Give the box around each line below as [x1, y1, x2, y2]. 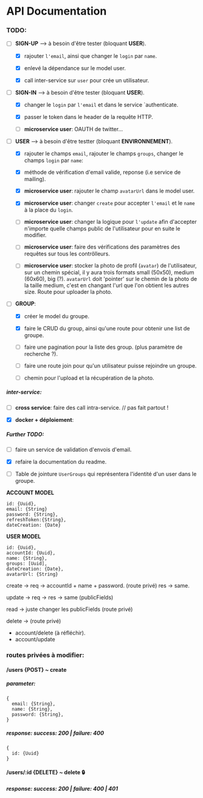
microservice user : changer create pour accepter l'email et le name [24, 199, 196, 207]
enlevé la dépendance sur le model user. [24, 64, 126, 71]
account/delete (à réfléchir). [15, 629, 86, 636]
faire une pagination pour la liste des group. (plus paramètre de [24, 343, 183, 351]
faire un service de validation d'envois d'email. [15, 446, 132, 453]
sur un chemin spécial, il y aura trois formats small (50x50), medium [24, 269, 194, 276]
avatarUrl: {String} [6, 571, 59, 577]
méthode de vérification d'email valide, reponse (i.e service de [24, 169, 181, 176]
